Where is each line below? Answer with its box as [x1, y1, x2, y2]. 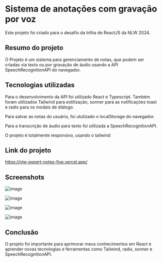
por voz [5, 14, 36, 25]
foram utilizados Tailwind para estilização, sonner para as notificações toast [5, 99, 157, 105]
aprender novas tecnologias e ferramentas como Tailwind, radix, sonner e [5, 246, 153, 252]
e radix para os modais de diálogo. [5, 104, 74, 110]
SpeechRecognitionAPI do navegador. [5, 67, 81, 73]
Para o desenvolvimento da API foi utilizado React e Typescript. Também [5, 93, 150, 100]
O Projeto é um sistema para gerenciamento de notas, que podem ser [5, 57, 145, 62]
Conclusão [5, 228, 39, 236]
